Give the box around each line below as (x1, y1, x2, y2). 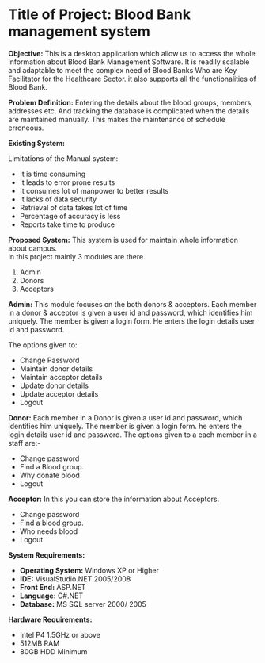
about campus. (8, 243, 58, 253)
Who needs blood (19, 526, 78, 536)
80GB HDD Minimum (19, 646, 88, 656)
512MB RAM (19, 638, 60, 648)
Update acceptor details (19, 389, 99, 398)
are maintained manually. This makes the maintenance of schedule (8, 114, 225, 124)
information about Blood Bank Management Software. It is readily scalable (8, 57, 250, 67)
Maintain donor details (19, 363, 93, 374)
